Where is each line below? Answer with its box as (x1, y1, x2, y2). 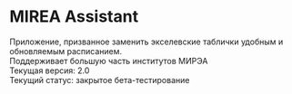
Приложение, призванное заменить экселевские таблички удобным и (9, 36, 284, 47)
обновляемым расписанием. (9, 45, 123, 56)
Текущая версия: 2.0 (9, 65, 90, 76)
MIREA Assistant (9, 6, 139, 27)
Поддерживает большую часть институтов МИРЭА (9, 55, 208, 66)
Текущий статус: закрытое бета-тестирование (9, 74, 190, 85)
